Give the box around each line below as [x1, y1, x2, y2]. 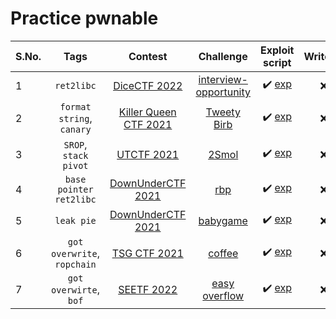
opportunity [195, 85, 252, 99]
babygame [198, 213, 248, 227]
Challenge [198, 49, 248, 63]
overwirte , [51, 282, 101, 296]
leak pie [54, 215, 97, 226]
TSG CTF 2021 [111, 246, 184, 260]
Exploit [260, 43, 295, 57]
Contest [128, 49, 168, 63]
